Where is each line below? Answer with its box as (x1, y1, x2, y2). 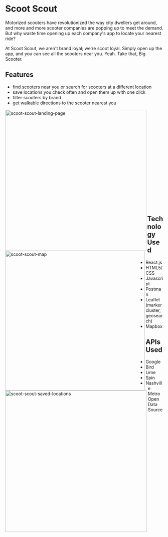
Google (145, 359, 161, 365)
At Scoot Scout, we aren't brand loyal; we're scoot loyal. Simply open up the (5, 45, 162, 51)
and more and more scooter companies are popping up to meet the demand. (5, 25, 163, 31)
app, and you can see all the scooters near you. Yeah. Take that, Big (5, 51, 146, 57)
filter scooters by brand (12, 94, 61, 100)
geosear (145, 312, 163, 318)
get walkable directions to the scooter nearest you (12, 100, 117, 106)
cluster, (145, 307, 161, 313)
